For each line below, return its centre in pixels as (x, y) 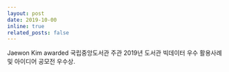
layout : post (26, 13)
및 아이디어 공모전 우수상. (41, 62)
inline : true (26, 26)
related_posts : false (38, 33)
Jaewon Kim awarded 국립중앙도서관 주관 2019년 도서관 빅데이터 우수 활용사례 (114, 53)
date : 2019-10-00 (32, 20)
